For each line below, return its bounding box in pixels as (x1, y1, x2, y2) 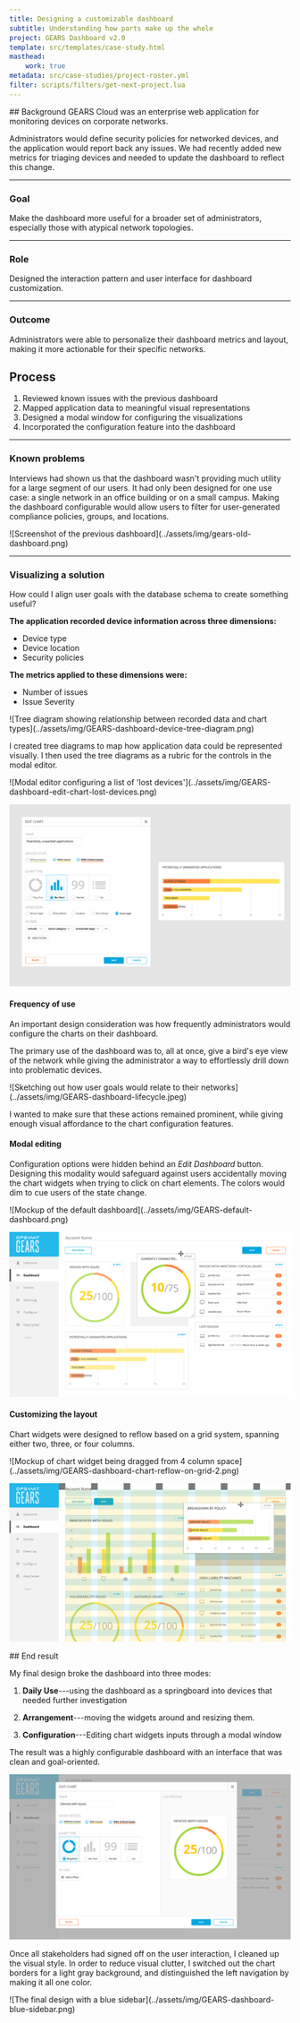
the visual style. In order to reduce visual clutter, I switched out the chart (9, 1958, 276, 1968)
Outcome (9, 313, 51, 326)
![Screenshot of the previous (9, 528, 114, 539)
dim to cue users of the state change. (9, 1187, 147, 1197)
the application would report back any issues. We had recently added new (9, 142, 282, 153)
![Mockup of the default (9, 1204, 96, 1215)
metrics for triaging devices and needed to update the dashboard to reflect (9, 152, 285, 163)
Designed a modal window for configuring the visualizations (21, 412, 244, 423)
